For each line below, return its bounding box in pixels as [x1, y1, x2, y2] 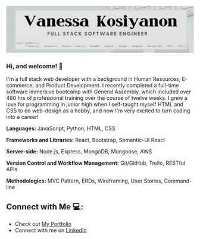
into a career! [6, 114, 39, 121]
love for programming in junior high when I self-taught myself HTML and [6, 101, 183, 108]
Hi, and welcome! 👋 [6, 62, 63, 70]
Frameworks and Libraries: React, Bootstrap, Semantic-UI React [6, 137, 165, 144]
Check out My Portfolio [14, 221, 72, 228]
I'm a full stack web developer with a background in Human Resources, [6, 76, 181, 83]
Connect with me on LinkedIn [14, 227, 87, 234]
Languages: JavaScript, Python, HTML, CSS [6, 125, 115, 132]
